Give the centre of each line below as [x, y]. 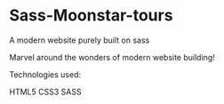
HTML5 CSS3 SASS [45, 92]
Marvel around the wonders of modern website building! [112, 57]
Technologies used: [45, 74]
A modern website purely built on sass [80, 40]
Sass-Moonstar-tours [91, 16]
